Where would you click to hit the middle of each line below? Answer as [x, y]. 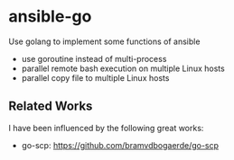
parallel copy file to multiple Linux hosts [95, 77]
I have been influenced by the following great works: [106, 128]
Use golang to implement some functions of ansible [104, 41]
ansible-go [50, 17]
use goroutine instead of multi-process [94, 58]
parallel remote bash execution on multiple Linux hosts [123, 68]
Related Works [51, 107]
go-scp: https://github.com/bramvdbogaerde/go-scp [120, 145]
